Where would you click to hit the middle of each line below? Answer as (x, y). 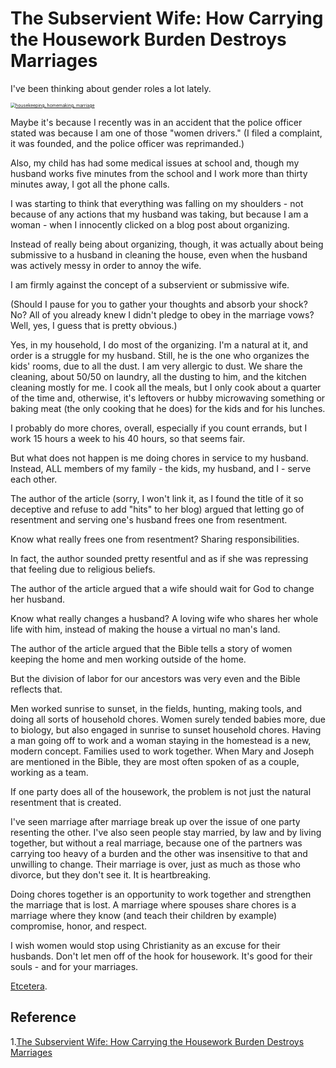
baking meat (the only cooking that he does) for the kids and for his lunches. (168, 408)
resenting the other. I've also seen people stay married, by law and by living (166, 832)
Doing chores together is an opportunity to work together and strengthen (161, 894)
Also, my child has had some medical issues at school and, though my (155, 163)
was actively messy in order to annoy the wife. (106, 265)
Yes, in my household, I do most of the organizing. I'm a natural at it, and (159, 344)
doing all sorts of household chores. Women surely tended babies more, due (168, 719)
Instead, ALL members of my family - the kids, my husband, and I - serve (161, 468)
